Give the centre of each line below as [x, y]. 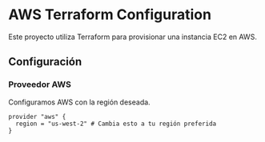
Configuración [45, 62]
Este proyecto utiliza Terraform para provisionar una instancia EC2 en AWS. [133, 37]
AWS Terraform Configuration [110, 15]
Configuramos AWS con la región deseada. [79, 102]
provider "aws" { [37, 116]
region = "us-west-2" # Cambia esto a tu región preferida [116, 124]
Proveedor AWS [40, 85]
